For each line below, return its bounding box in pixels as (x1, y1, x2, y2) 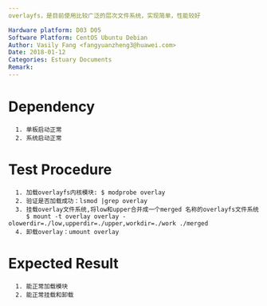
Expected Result (8, 254, 120, 272)
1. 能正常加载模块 (15, 282, 69, 290)
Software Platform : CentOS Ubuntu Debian (8, 34, 148, 42)
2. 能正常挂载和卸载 (15, 291, 74, 299)
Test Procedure (8, 161, 112, 178)
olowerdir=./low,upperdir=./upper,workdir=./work (8, 219, 177, 228)
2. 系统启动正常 (15, 133, 62, 142)
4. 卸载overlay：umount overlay (15, 228, 120, 236)
